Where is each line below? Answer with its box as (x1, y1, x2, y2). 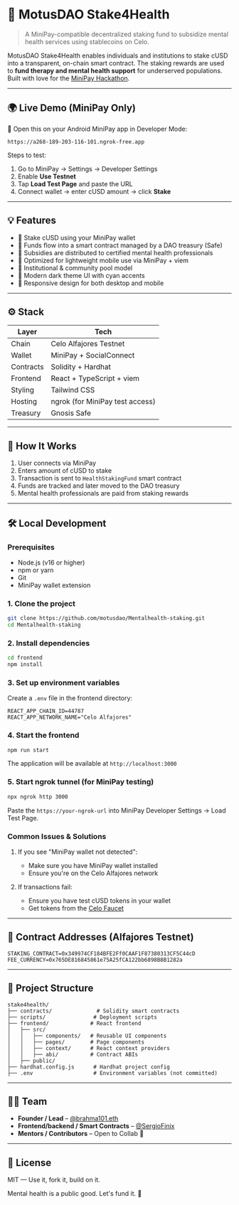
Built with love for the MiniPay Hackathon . (7, 74, 130, 82)
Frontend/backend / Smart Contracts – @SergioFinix (17, 1122, 175, 1130)
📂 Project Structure (7, 982, 94, 995)
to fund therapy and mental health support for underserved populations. (7, 66, 223, 75)
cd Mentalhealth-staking (7, 621, 81, 628)
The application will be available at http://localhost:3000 (7, 759, 177, 768)
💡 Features (7, 215, 57, 227)
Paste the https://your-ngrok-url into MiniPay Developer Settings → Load (7, 806, 226, 815)
